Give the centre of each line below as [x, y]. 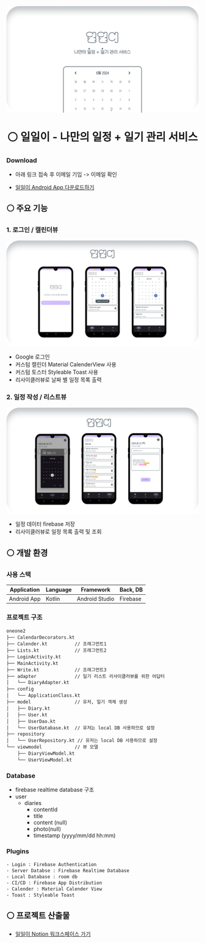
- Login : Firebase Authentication [52, 865]
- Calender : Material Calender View [54, 889]
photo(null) [47, 829]
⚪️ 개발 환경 [27, 553]
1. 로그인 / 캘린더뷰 [32, 230]
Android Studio [96, 599]
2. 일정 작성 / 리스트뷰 [37, 397]
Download [22, 160]
